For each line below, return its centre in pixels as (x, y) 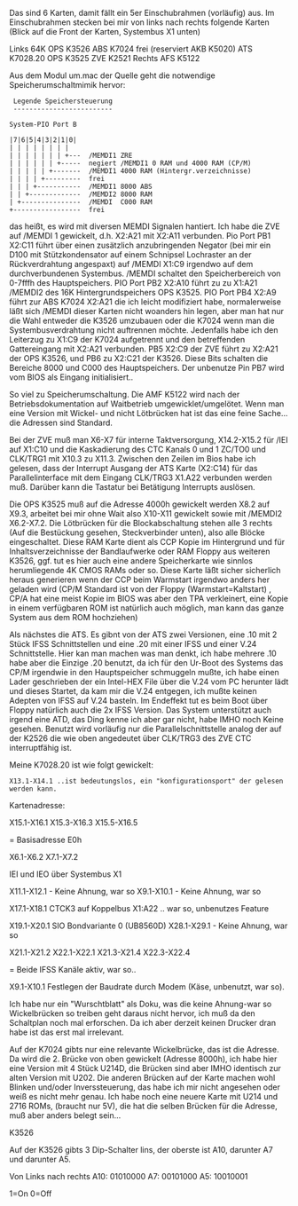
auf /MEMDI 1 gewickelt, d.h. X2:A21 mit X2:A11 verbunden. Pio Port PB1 (140, 236)
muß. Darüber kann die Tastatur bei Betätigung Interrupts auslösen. (132, 487)
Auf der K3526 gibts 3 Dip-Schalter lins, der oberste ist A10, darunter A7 (141, 1150)
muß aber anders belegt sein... (65, 1115)
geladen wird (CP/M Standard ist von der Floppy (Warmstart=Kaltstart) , (141, 589)
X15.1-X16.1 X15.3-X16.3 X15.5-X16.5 (74, 823)
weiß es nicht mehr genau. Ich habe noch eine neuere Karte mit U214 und (144, 1096)
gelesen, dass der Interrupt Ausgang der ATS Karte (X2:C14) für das (133, 468)
